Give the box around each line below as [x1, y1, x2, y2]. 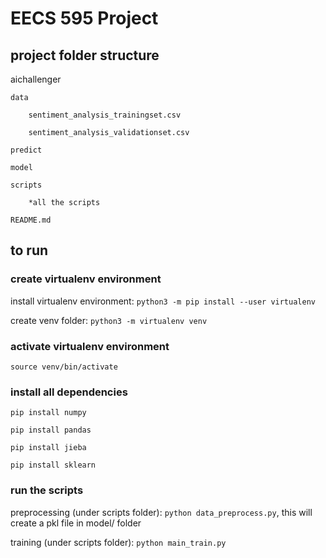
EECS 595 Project [10, 7, 159, 30]
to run [10, 242, 49, 259]
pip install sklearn [10, 460, 97, 471]
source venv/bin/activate [10, 362, 118, 372]
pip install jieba [10, 443, 87, 453]
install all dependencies [10, 385, 128, 399]
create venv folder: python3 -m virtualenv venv [10, 314, 208, 326]
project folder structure [10, 47, 160, 64]
